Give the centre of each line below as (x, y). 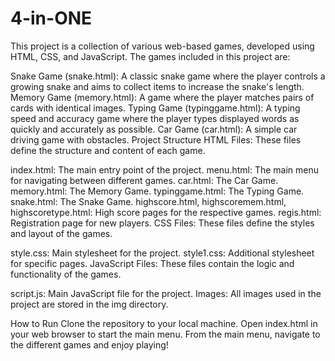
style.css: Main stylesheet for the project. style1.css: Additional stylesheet (162, 253)
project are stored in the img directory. (89, 304)
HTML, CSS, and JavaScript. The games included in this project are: (150, 56)
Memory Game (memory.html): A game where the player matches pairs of (162, 97)
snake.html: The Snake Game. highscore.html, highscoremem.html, (148, 201)
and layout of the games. (61, 233)
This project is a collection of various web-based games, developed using (162, 46)
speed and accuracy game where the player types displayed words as (155, 118)
